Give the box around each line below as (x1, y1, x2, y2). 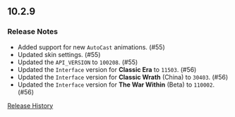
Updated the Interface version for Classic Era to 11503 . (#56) (17, 65, 197, 73)
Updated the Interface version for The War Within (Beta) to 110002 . (17, 80, 215, 89)
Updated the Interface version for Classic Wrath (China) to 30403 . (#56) (17, 73, 229, 81)
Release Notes (7, 27, 59, 37)
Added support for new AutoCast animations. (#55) (17, 42, 165, 51)
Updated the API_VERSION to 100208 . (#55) (17, 58, 138, 66)
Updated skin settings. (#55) (17, 50, 101, 58)
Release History (7, 101, 54, 110)
